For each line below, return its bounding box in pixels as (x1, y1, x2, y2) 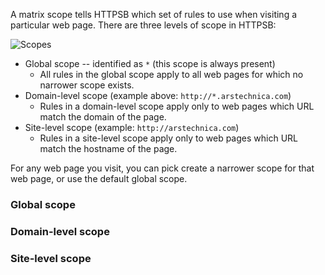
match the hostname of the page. (39, 143, 178, 154)
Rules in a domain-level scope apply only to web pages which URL (39, 100, 315, 112)
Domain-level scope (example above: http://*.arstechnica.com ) (24, 90, 292, 101)
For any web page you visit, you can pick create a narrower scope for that (10, 162, 315, 174)
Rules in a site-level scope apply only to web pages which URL (39, 132, 298, 144)
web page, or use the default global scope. (10, 173, 188, 184)
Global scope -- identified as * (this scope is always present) (24, 58, 276, 69)
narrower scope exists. (39, 79, 135, 91)
